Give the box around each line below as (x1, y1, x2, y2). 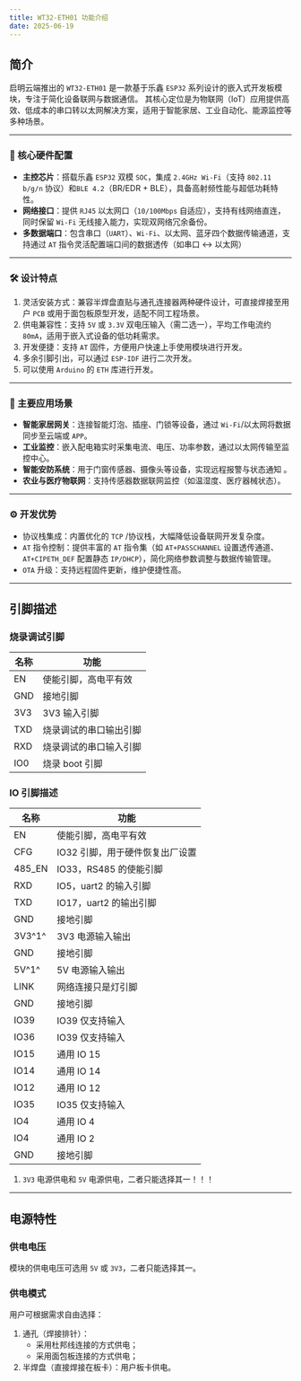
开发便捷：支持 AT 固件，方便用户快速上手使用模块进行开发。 (21, 341, 247, 352)
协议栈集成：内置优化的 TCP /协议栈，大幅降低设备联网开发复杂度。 (21, 531, 271, 541)
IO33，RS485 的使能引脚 (56, 863, 163, 875)
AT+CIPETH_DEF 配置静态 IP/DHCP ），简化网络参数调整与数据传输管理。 (21, 553, 276, 564)
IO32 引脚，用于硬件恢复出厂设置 (56, 846, 197, 858)
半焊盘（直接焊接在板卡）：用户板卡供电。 (21, 1362, 176, 1373)
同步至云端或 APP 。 (21, 430, 92, 441)
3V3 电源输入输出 (56, 930, 132, 943)
